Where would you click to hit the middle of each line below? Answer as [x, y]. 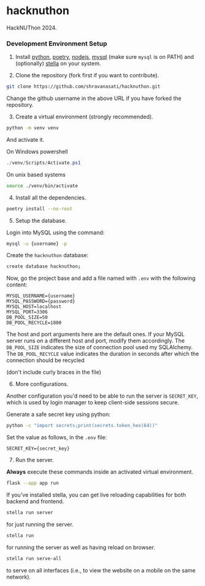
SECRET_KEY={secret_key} [38, 449]
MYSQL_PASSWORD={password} [41, 301]
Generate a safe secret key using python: [58, 414]
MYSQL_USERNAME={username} [41, 296]
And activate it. [25, 139]
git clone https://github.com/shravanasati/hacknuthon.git [83, 87]
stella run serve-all [34, 558]
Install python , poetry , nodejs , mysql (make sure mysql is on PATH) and [105, 57]
